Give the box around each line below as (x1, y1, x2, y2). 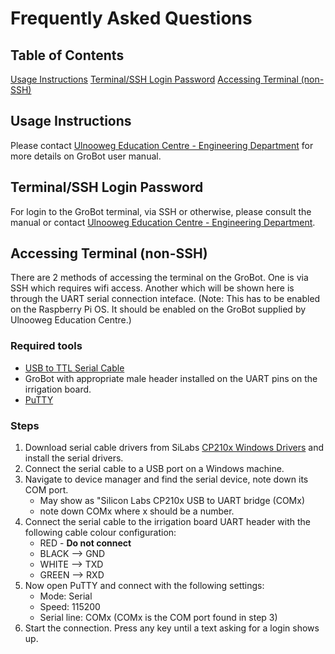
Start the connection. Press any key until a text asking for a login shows (24, 622, 320, 634)
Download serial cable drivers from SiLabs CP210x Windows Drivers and (24, 442, 325, 454)
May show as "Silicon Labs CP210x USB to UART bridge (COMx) (39, 495, 305, 507)
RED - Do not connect (39, 537, 132, 549)
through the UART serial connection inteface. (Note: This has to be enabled (10, 293, 321, 305)
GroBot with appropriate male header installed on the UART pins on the (24, 372, 318, 384)
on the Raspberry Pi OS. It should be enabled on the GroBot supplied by (10, 303, 307, 316)
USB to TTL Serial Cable (24, 362, 125, 374)
